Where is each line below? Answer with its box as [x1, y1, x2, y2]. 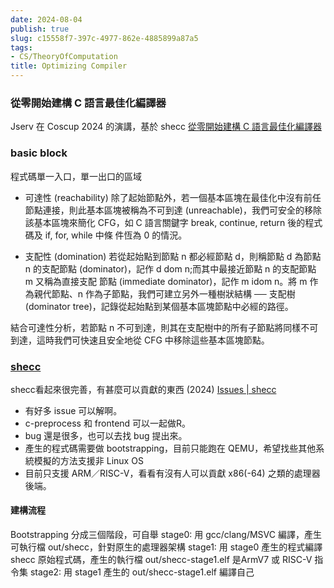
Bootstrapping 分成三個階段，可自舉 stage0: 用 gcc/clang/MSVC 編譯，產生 [10, 529, 322, 541]
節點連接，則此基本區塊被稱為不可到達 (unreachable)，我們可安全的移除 [24, 204, 322, 216]
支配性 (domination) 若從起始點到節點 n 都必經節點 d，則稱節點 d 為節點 [24, 250, 322, 262]
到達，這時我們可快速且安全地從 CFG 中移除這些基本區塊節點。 [10, 334, 270, 346]
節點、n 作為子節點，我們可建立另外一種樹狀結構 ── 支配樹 [51, 287, 296, 300]
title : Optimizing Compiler [10, 61, 128, 71]
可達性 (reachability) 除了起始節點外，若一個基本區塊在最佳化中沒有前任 [24, 191, 322, 203]
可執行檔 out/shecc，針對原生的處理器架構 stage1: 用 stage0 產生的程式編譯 [10, 541, 323, 553]
